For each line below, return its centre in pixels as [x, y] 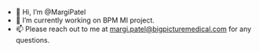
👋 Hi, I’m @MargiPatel [51, 12]
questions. [33, 40]
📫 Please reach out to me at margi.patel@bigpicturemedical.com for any [133, 29]
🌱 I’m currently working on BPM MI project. [85, 20]
